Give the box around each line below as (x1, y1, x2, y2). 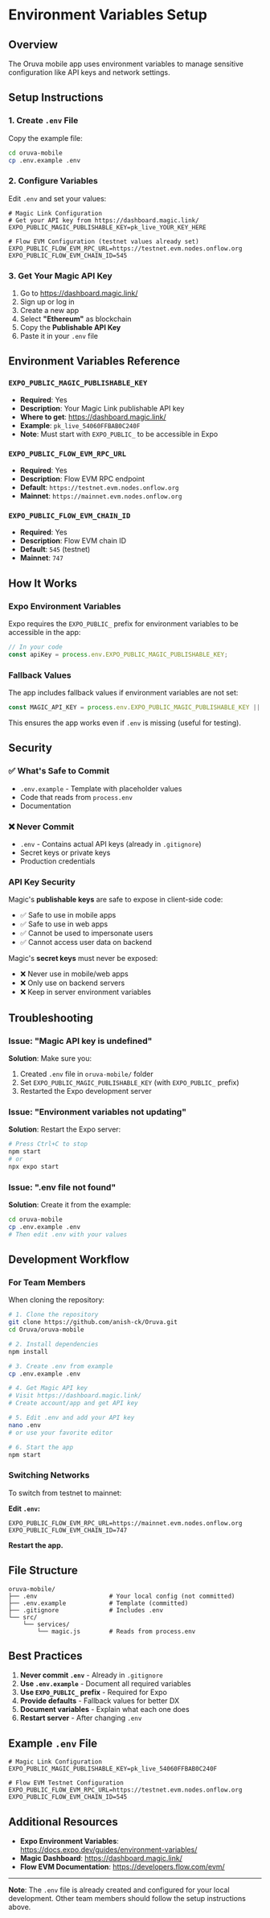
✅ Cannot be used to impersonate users (19, 928, 153, 938)
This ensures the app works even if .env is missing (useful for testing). (8, 718, 242, 728)
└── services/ (22, 1620, 70, 1628)
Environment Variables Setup (8, 6, 207, 24)
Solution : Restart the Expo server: (8, 1124, 121, 1134)
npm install (8, 1347, 48, 1355)
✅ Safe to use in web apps (19, 919, 108, 929)
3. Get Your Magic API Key (8, 270, 112, 281)
